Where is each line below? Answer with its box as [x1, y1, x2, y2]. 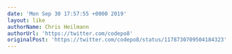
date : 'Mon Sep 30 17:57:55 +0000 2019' [7, 10, 128, 18]
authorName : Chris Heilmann [7, 23, 90, 30]
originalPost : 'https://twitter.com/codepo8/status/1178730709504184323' [7, 36, 228, 43]
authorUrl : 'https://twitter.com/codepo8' [7, 29, 133, 37]
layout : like [7, 17, 46, 24]
